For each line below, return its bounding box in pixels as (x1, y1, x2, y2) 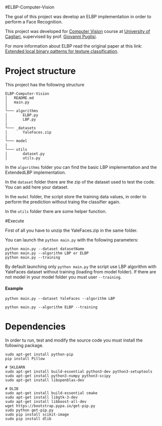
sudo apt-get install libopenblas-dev (5, 378, 84, 383)
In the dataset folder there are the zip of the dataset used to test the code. (5, 179, 156, 185)
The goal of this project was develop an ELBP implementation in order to (5, 14, 151, 19)
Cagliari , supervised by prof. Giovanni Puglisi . (5, 34, 97, 39)
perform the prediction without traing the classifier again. (5, 199, 121, 205)
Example (5, 285, 24, 291)
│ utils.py (5, 156, 41, 160)
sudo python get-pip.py (5, 408, 54, 413)
